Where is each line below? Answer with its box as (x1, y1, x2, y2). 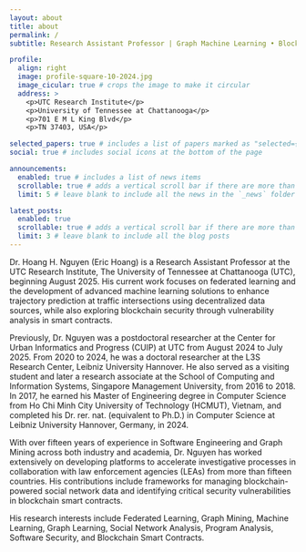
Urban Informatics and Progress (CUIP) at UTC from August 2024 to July (9, 342, 283, 353)
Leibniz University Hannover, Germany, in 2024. (9, 419, 189, 430)
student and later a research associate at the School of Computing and (9, 371, 275, 382)
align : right (17, 64, 67, 73)
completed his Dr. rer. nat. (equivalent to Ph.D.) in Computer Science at (9, 409, 276, 420)
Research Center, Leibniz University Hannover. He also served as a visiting (9, 361, 290, 372)
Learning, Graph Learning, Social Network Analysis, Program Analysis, (9, 522, 274, 533)
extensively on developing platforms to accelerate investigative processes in (9, 456, 296, 467)
